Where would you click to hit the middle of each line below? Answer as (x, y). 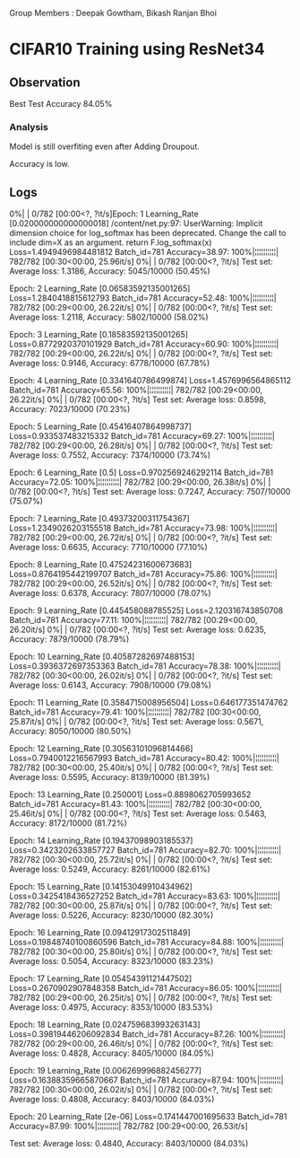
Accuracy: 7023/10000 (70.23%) (70, 409)
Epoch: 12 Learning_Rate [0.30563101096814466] (101, 749)
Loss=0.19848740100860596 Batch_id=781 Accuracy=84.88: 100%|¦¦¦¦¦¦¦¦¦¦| (147, 943)
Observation (45, 82)
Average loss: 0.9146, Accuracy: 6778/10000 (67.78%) (110, 364)
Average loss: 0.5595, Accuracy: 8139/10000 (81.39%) (110, 777)
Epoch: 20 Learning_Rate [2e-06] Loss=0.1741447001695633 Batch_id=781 (148, 1117)
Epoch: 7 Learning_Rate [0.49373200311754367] (99, 519)
